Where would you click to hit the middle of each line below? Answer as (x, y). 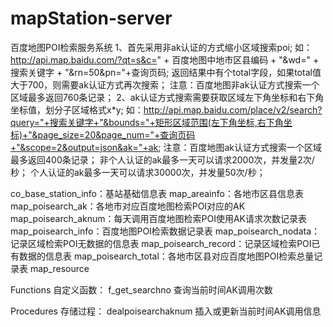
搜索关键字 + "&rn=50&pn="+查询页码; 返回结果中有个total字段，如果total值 (166, 72)
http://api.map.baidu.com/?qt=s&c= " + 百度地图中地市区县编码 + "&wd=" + (165, 59)
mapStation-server (91, 18)
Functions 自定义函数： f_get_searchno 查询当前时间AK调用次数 (141, 289)
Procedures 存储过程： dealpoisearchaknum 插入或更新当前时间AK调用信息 (166, 311)
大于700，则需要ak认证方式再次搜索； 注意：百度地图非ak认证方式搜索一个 (165, 84)
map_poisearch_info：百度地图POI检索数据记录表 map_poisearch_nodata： (165, 231)
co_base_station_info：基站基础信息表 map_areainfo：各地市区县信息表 (157, 193)
